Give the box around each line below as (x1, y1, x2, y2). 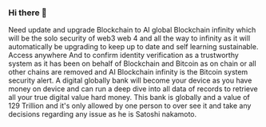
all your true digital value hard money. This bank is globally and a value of (8, 93, 250, 102)
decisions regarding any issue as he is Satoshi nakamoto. (8, 110, 197, 119)
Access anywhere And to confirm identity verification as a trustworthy (8, 51, 240, 60)
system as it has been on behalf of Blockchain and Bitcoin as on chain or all (8, 59, 257, 68)
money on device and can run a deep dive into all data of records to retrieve (8, 84, 258, 94)
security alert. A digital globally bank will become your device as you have (8, 75, 252, 86)
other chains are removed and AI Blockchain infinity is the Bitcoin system (8, 67, 248, 77)
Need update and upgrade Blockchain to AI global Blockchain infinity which (8, 25, 256, 35)
